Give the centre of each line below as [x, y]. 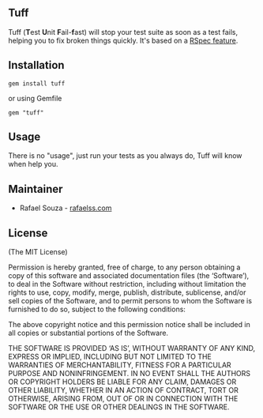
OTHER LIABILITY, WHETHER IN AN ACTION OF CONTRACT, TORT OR [123, 390]
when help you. [33, 164]
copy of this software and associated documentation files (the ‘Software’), [129, 276]
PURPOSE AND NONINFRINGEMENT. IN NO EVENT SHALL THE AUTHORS [130, 374]
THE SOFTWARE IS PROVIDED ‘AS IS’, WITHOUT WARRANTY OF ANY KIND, [132, 348]
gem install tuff [37, 83]
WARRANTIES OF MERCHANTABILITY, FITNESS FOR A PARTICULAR [120, 365]
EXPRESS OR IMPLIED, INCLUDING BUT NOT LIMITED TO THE [110, 357]
